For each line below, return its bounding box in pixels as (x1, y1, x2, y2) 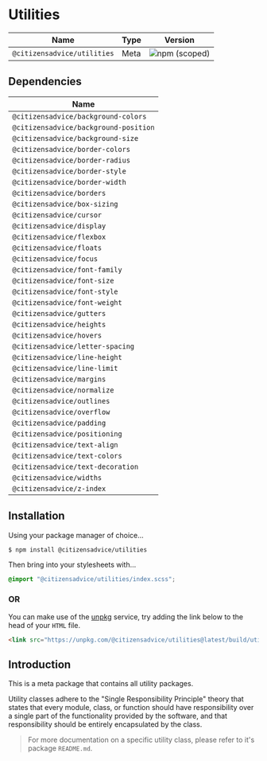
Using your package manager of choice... (8, 530, 145, 540)
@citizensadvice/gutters (12, 309, 106, 318)
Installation (8, 509, 65, 523)
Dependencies (8, 75, 82, 88)
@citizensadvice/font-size (12, 276, 114, 285)
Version (164, 34, 195, 45)
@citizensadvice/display (12, 221, 106, 230)
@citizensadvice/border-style (12, 166, 127, 176)
